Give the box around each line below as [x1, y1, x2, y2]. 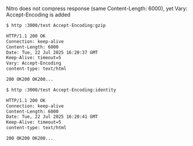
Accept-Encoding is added [6, 11, 71, 18]
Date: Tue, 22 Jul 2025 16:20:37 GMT [6, 49, 98, 55]
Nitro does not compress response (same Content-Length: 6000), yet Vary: [6, 5, 188, 12]
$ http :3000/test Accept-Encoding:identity [6, 87, 116, 93]
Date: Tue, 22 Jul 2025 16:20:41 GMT [6, 114, 98, 120]
